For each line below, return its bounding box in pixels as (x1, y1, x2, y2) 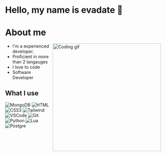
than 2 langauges (12, 59, 48, 65)
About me (5, 27, 46, 38)
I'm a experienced (12, 43, 49, 49)
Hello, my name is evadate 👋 (5, 4, 123, 16)
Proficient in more (12, 54, 49, 60)
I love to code (12, 64, 41, 70)
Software (12, 69, 31, 75)
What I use (5, 89, 39, 97)
